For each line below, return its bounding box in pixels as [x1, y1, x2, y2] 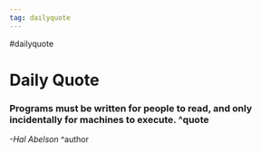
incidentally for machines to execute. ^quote [9, 113, 209, 126]
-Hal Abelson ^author [9, 134, 89, 145]
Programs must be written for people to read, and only [9, 101, 253, 114]
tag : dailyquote [9, 13, 71, 23]
